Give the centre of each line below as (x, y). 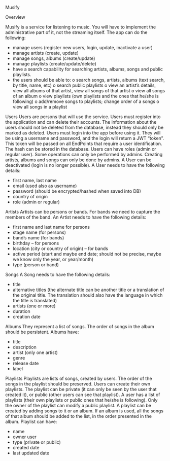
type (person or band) (36, 265)
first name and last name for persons (51, 227)
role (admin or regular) (36, 202)
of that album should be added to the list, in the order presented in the (79, 416)
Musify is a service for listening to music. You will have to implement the (81, 27)
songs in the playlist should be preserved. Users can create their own (78, 384)
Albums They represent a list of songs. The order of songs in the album (80, 326)
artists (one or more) (34, 306)
